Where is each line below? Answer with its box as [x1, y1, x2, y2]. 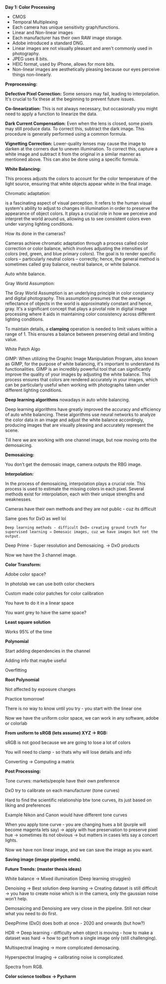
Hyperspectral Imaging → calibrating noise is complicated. [5, 954, 124, 960]
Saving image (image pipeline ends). [5, 856, 82, 862]
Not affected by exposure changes [5, 687, 76, 692]
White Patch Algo [5, 346, 41, 352]
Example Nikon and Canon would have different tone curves [5, 812, 127, 818]
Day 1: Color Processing [5, 4, 55, 10]
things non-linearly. [12, 72, 52, 77]
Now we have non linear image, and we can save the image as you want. [5, 847, 153, 853]
